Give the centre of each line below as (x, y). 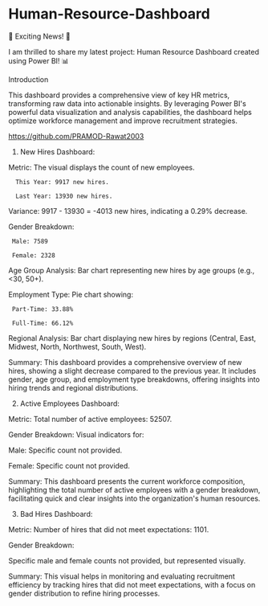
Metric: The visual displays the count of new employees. (102, 167)
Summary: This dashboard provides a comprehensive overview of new (125, 362)
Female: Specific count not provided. (69, 465)
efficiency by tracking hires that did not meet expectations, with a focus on (132, 584)
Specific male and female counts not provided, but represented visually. (127, 560)
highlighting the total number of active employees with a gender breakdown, (134, 489)
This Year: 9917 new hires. (63, 182)
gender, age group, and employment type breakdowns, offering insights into (134, 379)
